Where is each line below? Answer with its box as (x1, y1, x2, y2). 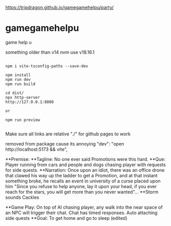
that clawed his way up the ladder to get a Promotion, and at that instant (5, 172, 158, 178)
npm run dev (5, 77, 31, 82)
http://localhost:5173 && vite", (5, 146, 68, 152)
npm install (5, 72, 31, 77)
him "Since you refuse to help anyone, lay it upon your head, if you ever (5, 183, 157, 189)
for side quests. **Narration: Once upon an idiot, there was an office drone (5, 167, 165, 173)
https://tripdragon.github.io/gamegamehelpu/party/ (5, 5, 114, 10)
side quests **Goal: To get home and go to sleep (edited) (5, 215, 127, 221)
